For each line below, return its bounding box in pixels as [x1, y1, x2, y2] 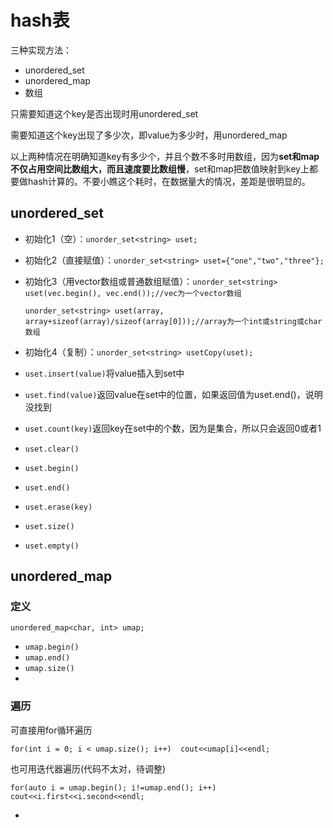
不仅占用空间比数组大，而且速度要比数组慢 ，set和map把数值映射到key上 [10, 162, 310, 175]
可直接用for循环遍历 [10, 724, 93, 736]
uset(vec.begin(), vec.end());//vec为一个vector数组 [24, 288, 242, 298]
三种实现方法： [10, 44, 72, 56]
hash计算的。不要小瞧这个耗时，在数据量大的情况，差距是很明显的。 [27, 175, 311, 187]
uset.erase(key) [24, 502, 93, 512]
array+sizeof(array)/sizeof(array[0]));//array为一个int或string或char [24, 316, 323, 326]
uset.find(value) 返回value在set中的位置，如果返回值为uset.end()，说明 [24, 388, 323, 400]
